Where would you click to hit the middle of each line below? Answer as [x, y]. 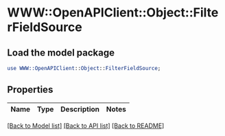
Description [80, 109]
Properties [30, 90]
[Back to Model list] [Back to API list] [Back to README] [86, 126]
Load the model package [61, 53]
